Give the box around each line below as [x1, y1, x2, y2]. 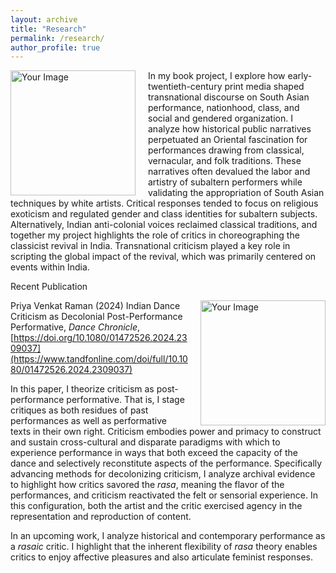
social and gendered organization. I [148, 112, 293, 125]
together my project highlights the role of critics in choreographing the [10, 229, 300, 241]
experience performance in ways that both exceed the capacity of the [10, 447, 298, 459]
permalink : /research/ [10, 33, 105, 43]
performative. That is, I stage [66, 394, 185, 406]
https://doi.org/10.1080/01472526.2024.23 [13, 332, 188, 344]
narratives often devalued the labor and [148, 166, 311, 178]
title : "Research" [10, 24, 87, 34]
